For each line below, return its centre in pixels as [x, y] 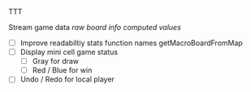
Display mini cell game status [69, 52]
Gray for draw [56, 61]
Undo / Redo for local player [67, 79]
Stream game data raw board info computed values [95, 27]
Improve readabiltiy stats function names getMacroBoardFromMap [132, 43]
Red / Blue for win [62, 70]
